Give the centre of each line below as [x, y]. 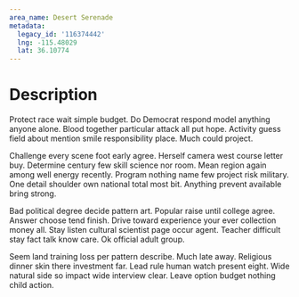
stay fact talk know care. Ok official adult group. [97, 239]
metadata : [28, 26]
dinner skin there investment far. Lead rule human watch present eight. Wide [149, 266]
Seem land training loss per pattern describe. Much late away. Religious [141, 257]
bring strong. [33, 194]
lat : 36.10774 [43, 51]
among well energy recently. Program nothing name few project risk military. [149, 175]
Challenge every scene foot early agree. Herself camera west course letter [146, 156]
